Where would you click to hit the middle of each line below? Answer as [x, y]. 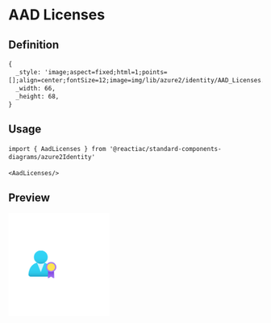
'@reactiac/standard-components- [165, 149]
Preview [29, 198]
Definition [33, 45]
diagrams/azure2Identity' [52, 157]
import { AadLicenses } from [57, 149]
